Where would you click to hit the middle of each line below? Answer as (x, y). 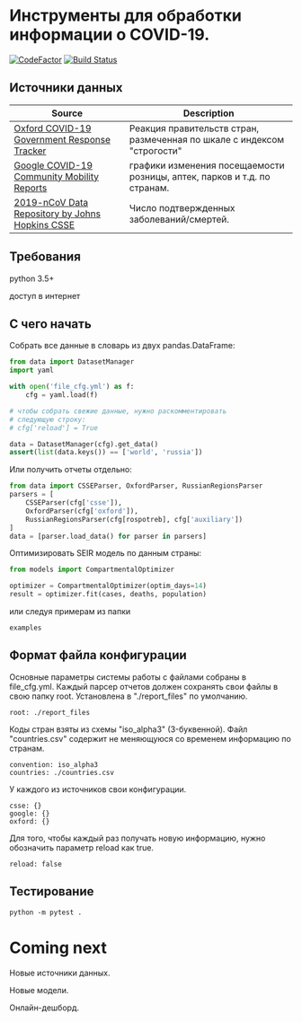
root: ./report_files (50, 712)
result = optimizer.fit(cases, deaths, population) (108, 595)
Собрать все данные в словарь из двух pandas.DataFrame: (122, 346)
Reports (31, 188)
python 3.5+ (32, 278)
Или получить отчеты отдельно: (71, 470)
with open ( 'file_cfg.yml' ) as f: (72, 387)
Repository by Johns (58, 214)
